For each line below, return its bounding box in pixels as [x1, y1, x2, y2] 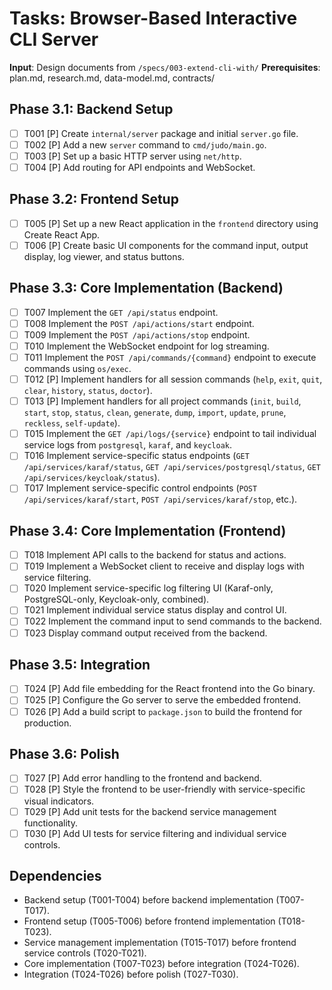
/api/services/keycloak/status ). [23, 472, 161, 484]
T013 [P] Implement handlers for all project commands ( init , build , [23, 395, 302, 407]
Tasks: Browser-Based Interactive [9, 7, 298, 30]
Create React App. [23, 228, 101, 241]
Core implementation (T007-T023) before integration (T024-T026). [23, 958, 300, 970]
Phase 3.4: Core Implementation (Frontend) [9, 522, 287, 539]
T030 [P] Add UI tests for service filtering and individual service [23, 827, 287, 839]
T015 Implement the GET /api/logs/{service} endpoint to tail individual [23, 428, 317, 440]
